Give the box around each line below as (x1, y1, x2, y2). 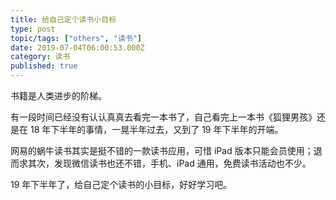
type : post (10, 24, 56, 34)
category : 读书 (10, 52, 71, 62)
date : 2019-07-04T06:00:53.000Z (10, 42, 145, 53)
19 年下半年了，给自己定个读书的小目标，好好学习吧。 (10, 179, 233, 190)
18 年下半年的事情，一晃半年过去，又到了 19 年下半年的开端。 (29, 124, 284, 135)
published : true (10, 61, 78, 71)
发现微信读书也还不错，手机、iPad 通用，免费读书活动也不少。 (53, 157, 312, 169)
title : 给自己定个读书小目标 (10, 14, 117, 25)
